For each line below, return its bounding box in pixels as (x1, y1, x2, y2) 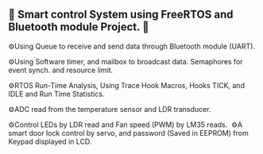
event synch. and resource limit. (8, 65, 114, 75)
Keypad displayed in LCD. (8, 137, 92, 146)
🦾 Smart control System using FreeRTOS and (8, 8, 234, 21)
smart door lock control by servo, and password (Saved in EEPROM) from (8, 128, 249, 137)
